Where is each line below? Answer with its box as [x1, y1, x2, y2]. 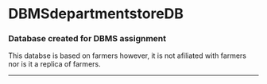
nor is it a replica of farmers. [8, 59, 101, 69]
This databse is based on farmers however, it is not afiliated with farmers [8, 51, 247, 60]
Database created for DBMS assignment [8, 33, 167, 44]
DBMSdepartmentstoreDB [8, 5, 184, 23]
